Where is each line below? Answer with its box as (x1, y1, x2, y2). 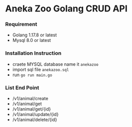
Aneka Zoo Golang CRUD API (5, 3, 127, 14)
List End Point (5, 84, 39, 91)
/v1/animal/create (12, 96, 48, 102)
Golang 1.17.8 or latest (12, 32, 57, 38)
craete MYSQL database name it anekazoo (12, 61, 99, 67)
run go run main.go (12, 72, 52, 78)
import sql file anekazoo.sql (12, 66, 69, 72)
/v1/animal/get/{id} (12, 106, 51, 112)
